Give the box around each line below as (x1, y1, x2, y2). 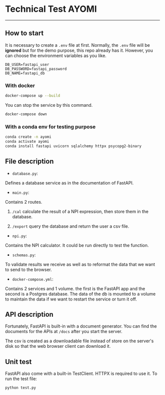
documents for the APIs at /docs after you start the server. (5, 329, 123, 334)
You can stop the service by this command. (5, 102, 93, 108)
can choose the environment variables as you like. (5, 53, 107, 59)
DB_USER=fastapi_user (5, 62, 50, 67)
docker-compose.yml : (12, 276, 54, 282)
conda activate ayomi (5, 139, 50, 144)
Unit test (5, 358, 32, 366)
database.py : (12, 170, 38, 176)
